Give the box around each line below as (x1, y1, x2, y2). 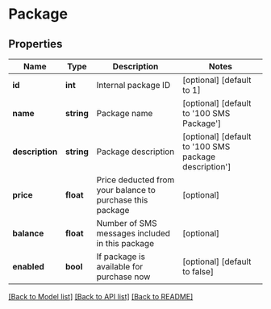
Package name (96, 108, 153, 119)
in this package (96, 238, 155, 248)
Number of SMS (96, 218, 157, 228)
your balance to (96, 185, 156, 195)
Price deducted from (96, 174, 175, 186)
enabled (12, 261, 44, 272)
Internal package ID (96, 80, 171, 90)
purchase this (96, 194, 148, 206)
